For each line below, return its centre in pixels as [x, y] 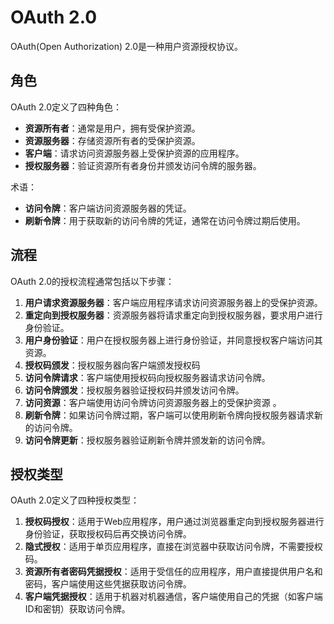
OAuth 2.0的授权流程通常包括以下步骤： [92, 281]
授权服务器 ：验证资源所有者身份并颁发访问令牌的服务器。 [143, 165]
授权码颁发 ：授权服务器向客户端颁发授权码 [112, 365]
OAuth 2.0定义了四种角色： [66, 107]
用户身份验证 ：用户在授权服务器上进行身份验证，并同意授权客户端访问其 [173, 340]
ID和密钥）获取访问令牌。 [77, 609]
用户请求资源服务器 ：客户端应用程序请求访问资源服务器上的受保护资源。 [173, 302]
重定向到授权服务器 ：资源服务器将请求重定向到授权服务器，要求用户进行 [173, 315]
